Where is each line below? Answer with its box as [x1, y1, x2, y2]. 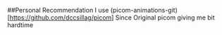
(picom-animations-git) [110, 6, 178, 14]
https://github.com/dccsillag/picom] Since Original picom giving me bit [9, 13, 215, 22]
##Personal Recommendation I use [7, 6, 109, 14]
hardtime [7, 21, 34, 29]
